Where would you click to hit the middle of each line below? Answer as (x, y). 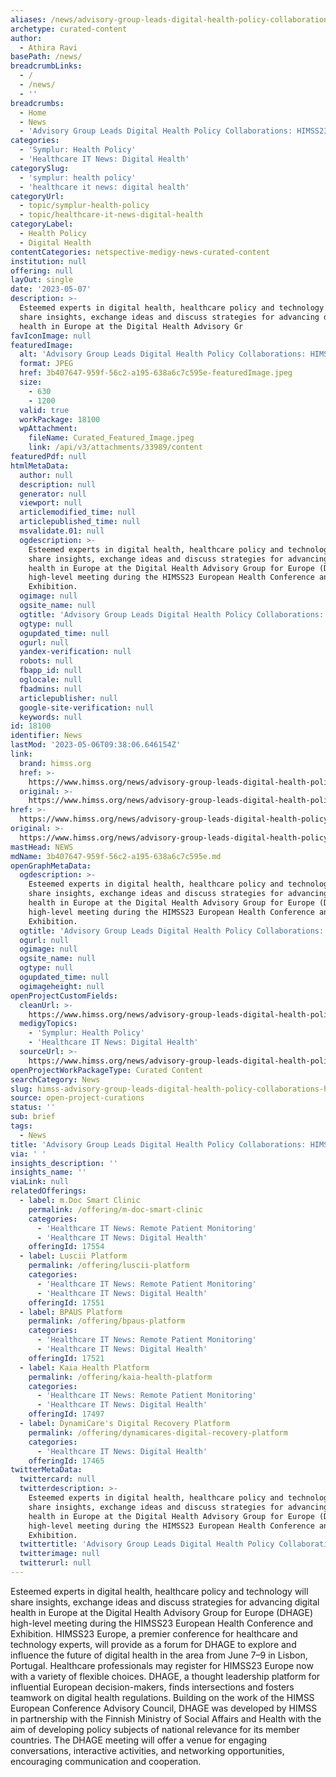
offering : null (42, 271)
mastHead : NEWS (42, 847)
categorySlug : (40, 168)
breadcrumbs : (37, 103)
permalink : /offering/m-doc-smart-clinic (115, 1209)
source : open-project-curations (77, 1098)
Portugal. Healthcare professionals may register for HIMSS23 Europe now (162, 1665)
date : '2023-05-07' (51, 289)
